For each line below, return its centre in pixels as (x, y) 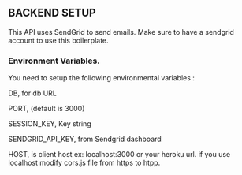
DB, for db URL (33, 93)
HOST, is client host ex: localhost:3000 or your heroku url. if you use (119, 155)
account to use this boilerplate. (58, 40)
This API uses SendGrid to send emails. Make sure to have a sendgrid (121, 32)
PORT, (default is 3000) (47, 109)
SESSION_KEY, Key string (50, 124)
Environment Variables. (54, 61)
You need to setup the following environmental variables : (102, 78)
